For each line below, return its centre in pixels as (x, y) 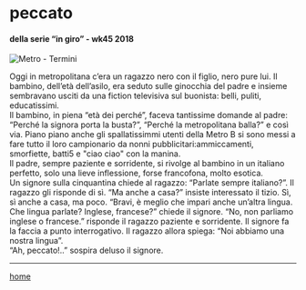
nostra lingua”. (36, 241)
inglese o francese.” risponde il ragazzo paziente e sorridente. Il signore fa (149, 222)
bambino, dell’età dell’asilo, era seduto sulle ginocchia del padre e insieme (148, 86)
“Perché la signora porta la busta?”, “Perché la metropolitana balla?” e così (149, 125)
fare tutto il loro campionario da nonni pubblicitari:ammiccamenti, (132, 145)
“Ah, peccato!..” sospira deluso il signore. (87, 250)
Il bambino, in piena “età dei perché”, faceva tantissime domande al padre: (149, 115)
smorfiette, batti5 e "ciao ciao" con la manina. (95, 154)
